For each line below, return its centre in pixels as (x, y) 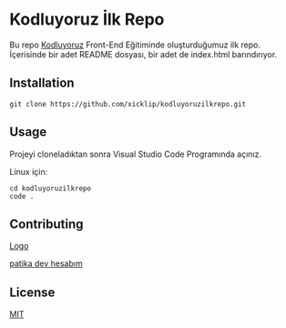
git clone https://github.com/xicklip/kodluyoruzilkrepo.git (128, 104)
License (32, 292)
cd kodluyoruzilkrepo (51, 188)
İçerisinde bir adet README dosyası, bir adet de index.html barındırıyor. (143, 54)
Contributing (46, 224)
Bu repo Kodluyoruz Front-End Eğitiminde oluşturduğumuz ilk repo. (135, 45)
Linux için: (29, 171)
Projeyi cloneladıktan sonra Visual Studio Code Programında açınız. (136, 154)
